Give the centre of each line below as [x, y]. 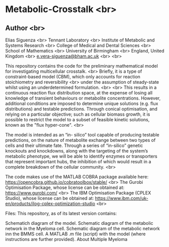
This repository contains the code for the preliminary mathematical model [81, 66]
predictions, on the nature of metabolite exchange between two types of [80, 140]
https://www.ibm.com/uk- [122, 198]
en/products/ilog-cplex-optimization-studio [50, 204]
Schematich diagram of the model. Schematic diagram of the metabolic [79, 223]
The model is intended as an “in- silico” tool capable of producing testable [82, 135]
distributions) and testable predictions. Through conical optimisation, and [81, 109]
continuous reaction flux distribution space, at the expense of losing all [79, 93]
